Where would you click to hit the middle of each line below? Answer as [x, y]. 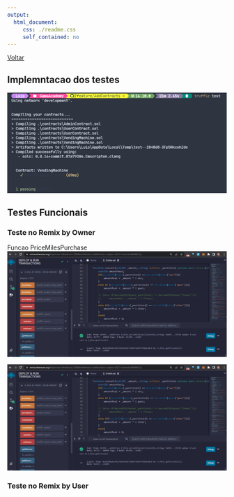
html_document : [36, 22]
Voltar [16, 58]
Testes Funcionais [48, 212]
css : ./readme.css [49, 29]
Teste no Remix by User [48, 486]
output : [18, 15]
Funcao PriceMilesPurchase [47, 247]
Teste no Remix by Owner [51, 232]
